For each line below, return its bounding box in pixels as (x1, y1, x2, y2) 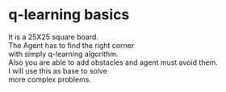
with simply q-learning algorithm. (8, 49, 119, 58)
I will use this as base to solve (8, 66, 107, 75)
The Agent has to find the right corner (8, 40, 135, 50)
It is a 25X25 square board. (8, 32, 99, 42)
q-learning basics (8, 6, 130, 24)
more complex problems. (8, 74, 91, 84)
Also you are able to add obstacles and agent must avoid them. (8, 58, 218, 67)
